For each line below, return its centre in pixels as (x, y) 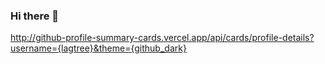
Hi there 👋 (35, 16)
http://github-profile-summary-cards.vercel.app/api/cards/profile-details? (162, 38)
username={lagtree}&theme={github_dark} (98, 48)
